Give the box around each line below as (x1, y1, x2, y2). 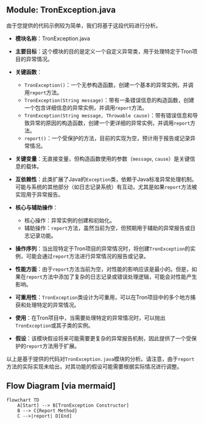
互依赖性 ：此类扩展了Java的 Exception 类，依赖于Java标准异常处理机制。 (15, 175, 197, 183)
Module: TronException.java (6, 5, 116, 15)
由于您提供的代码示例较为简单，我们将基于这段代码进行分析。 (6, 21, 161, 29)
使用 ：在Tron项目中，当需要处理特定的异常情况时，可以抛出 (15, 314, 166, 321)
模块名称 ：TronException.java (15, 35, 90, 42)
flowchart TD (6, 397, 40, 403)
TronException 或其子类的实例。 (15, 321, 94, 329)
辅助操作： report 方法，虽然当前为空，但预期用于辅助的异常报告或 (24, 224, 191, 231)
